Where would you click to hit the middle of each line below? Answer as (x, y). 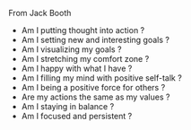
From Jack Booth (40, 13)
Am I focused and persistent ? (77, 116)
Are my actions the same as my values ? (95, 97)
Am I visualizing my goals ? (71, 49)
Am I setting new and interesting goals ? (95, 40)
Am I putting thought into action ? (83, 30)
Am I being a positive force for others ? (93, 87)
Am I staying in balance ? (68, 106)
